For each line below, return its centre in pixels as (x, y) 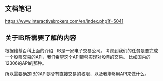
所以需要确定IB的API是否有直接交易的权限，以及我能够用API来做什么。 (77, 74)
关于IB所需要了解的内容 (41, 38)
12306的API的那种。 (26, 63)
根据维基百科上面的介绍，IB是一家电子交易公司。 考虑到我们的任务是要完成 (81, 50)
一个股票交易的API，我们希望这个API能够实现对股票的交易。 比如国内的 (78, 57)
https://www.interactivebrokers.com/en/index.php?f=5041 (64, 21)
